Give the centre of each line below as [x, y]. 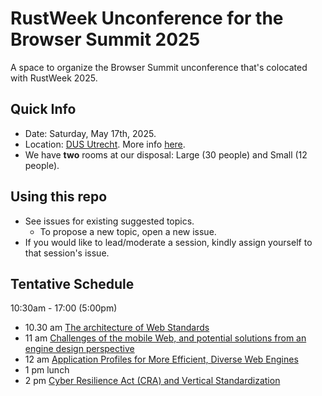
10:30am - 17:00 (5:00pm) [64, 308]
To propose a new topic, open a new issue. [128, 231]
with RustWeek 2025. [54, 78]
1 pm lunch [47, 370]
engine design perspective [79, 349]
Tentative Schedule [72, 283]
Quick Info [43, 109]
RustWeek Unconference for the [147, 18]
